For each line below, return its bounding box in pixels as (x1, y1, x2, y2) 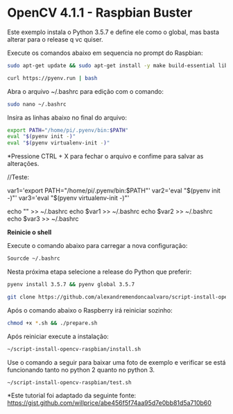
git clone (7, 293, 36, 300)
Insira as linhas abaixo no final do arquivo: (7, 113, 127, 122)
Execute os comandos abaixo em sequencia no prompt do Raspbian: (7, 49, 203, 57)
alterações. (7, 160, 40, 168)
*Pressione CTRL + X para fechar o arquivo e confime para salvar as (7, 152, 204, 160)
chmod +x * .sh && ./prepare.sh (7, 320, 98, 326)
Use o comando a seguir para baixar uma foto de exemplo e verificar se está (7, 358, 226, 366)
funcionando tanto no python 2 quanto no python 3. (7, 365, 155, 374)
